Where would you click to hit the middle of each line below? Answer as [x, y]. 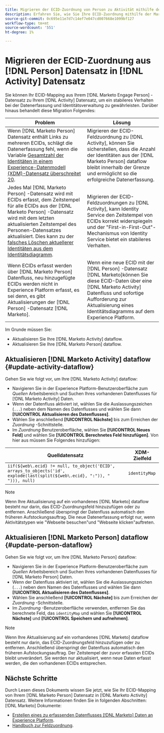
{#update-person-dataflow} [49, 545]
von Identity [134, 233]
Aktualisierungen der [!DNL [39, 302]
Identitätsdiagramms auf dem [121, 311]
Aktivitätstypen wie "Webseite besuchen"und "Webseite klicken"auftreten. [80, 522]
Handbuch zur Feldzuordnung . [43, 726]
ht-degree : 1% [20, 32]
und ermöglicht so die [112, 173]
